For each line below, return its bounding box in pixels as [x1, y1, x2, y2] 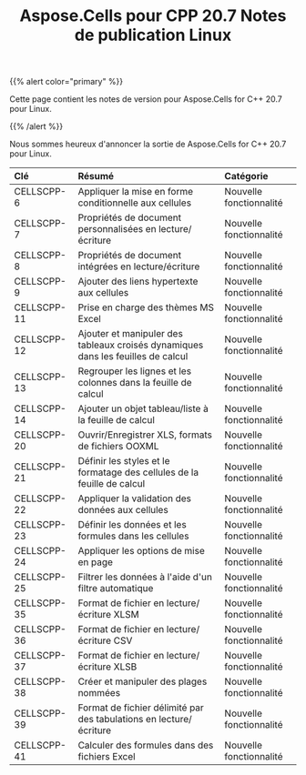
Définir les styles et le [77, 455, 170, 468]
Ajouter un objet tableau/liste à [77, 402, 209, 415]
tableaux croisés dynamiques [77, 338, 204, 351]
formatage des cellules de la [77, 466, 199, 478]
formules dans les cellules [77, 529, 189, 542]
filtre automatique [77, 582, 154, 595]
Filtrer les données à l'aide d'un [77, 570, 212, 583]
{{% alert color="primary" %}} [9, 76, 124, 87]
